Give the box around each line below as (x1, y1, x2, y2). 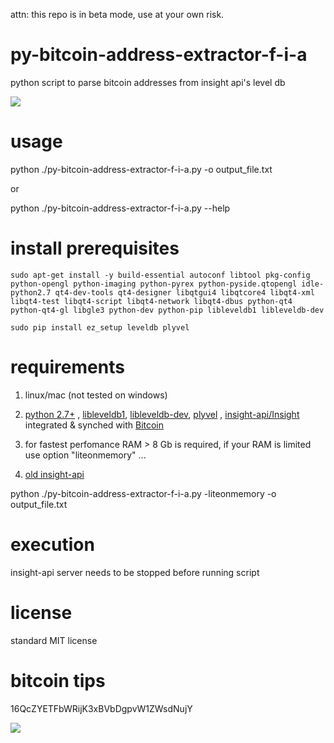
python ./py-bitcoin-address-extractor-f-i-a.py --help (10, 202, 231, 214)
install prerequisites (10, 237, 180, 260)
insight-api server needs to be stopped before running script (10, 566, 260, 578)
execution (10, 533, 95, 556)
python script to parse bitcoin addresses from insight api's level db (10, 76, 286, 88)
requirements (10, 356, 125, 378)
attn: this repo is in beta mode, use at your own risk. (10, 9, 225, 20)
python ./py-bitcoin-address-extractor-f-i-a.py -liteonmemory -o (10, 487, 277, 499)
